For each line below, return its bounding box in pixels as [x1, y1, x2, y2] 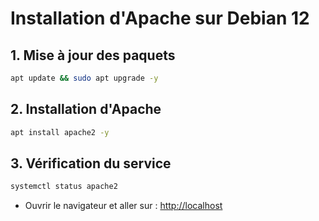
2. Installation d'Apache [10, 101, 162, 118]
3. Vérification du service [10, 155, 172, 172]
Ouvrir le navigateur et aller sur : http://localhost [24, 200, 223, 212]
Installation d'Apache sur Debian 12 [10, 7, 310, 30]
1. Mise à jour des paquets [10, 47, 176, 64]
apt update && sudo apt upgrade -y [10, 73, 159, 83]
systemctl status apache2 [10, 182, 118, 192]
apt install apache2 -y [10, 127, 110, 137]
